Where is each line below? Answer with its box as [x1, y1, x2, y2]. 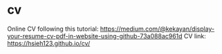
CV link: [183, 31, 206, 40]
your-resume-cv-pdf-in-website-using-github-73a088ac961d [7, 31, 183, 40]
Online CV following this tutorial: [7, 25, 99, 33]
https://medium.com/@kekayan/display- [100, 25, 215, 33]
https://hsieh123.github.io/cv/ [7, 39, 91, 47]
